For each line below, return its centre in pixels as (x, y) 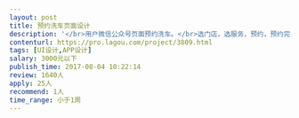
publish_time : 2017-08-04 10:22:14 (75, 67)
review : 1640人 (36, 75)
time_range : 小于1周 (45, 100)
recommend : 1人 (36, 91)
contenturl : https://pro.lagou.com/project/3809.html (111, 42)
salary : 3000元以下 (43, 59)
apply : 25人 (31, 83)
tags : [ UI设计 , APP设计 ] (50, 51)
